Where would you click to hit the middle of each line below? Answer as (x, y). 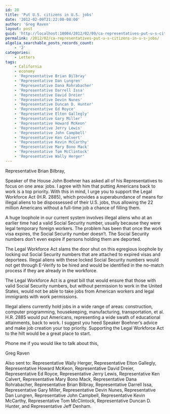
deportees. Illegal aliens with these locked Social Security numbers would (82, 260)
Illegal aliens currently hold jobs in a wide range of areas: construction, (79, 306)
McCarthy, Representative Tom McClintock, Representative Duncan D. (78, 401)
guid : (11, 34)
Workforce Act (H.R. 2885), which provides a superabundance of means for (84, 197)
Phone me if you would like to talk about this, (52, 343)
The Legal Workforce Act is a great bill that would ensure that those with (80, 280)
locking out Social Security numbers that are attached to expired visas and (83, 254)
